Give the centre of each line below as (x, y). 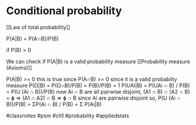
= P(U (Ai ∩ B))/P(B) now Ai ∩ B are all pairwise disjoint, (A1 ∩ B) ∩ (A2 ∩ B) (98, 91)
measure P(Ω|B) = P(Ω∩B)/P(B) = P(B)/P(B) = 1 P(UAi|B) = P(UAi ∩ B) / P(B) (98, 85)
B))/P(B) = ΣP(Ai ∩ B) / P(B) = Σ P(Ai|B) (54, 104)
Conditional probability (64, 11)
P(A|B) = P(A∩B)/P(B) (33, 38)
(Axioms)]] (19, 68)
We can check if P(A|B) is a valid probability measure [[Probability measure (98, 61)
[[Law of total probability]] (38, 27)
